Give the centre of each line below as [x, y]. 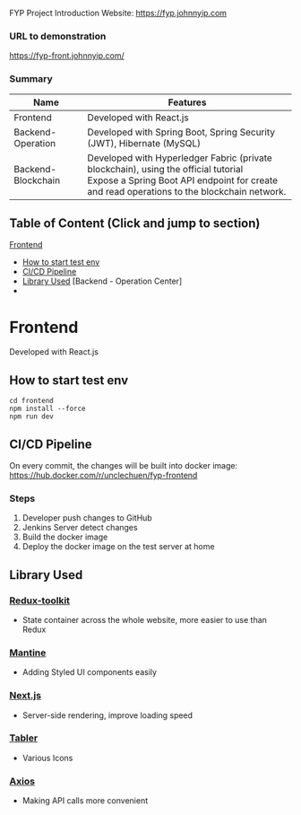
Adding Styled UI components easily [90, 672]
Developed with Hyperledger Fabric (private [180, 158]
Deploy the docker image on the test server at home [118, 547]
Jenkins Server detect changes [80, 528]
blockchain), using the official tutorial [165, 169]
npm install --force [48, 409]
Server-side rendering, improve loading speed [107, 715]
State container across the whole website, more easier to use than [144, 619]
